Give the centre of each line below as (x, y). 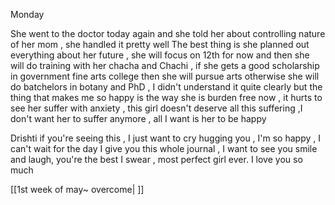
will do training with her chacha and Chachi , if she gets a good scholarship (165, 65)
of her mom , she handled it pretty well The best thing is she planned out (160, 44)
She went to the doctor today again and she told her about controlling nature (168, 33)
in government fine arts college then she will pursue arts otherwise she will (165, 76)
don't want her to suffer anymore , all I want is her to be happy (138, 118)
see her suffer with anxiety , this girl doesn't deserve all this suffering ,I (156, 108)
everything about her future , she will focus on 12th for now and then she (160, 55)
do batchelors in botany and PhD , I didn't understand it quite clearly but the (166, 87)
